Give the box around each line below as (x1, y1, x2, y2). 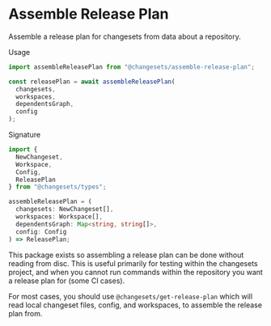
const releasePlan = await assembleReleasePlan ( (8, 78, 176, 86)
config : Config (15, 227, 67, 235)
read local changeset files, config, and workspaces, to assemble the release (8, 300, 263, 310)
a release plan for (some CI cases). (8, 276, 125, 286)
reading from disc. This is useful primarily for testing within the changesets (8, 258, 258, 268)
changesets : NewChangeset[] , (15, 205, 114, 214)
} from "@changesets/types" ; (8, 183, 107, 191)
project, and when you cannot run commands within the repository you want (8, 267, 263, 277)
